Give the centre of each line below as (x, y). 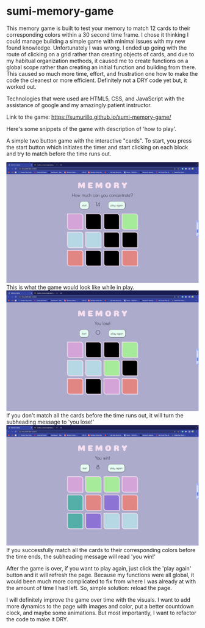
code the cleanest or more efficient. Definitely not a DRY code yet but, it (97, 80)
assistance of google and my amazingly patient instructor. (79, 105)
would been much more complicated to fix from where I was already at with (101, 581)
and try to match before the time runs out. (59, 154)
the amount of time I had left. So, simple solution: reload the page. (89, 588)
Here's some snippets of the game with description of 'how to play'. (92, 129)
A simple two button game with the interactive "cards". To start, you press (99, 140)
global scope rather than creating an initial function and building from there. (101, 67)
